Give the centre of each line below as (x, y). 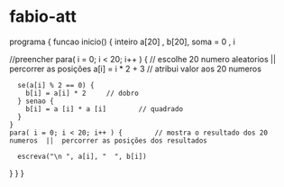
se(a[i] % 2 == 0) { (56, 85)
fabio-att (43, 17)
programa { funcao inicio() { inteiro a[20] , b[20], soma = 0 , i (123, 42)
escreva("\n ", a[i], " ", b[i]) (82, 156)
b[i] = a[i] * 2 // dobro (82, 93)
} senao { (36, 101)
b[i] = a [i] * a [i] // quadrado (104, 109)
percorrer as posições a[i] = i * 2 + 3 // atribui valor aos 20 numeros (135, 69)
